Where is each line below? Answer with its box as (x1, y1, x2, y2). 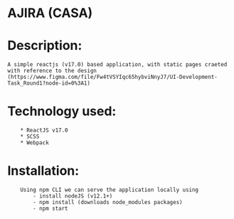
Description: (7, 38, 83, 54)
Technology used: (7, 103, 117, 119)
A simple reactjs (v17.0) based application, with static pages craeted (7, 61, 228, 68)
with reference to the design (7, 68, 97, 75)
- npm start (33, 205, 69, 212)
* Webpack (20, 139, 50, 146)
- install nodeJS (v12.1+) (33, 193, 113, 200)
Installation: (7, 163, 80, 179)
